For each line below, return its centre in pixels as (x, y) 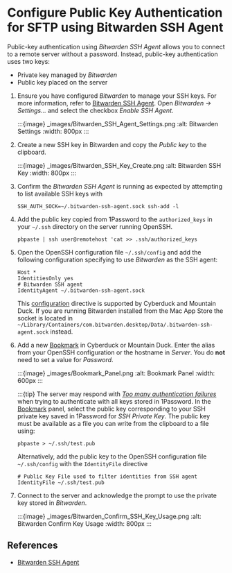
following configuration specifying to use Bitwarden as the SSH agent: (117, 259)
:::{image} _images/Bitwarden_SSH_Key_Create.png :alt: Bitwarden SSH (119, 165)
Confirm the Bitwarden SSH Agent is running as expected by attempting (120, 186)
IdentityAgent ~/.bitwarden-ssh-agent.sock (81, 290)
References (33, 546)
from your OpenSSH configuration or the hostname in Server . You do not (121, 352)
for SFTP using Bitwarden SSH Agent (115, 27)
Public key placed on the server (62, 82)
